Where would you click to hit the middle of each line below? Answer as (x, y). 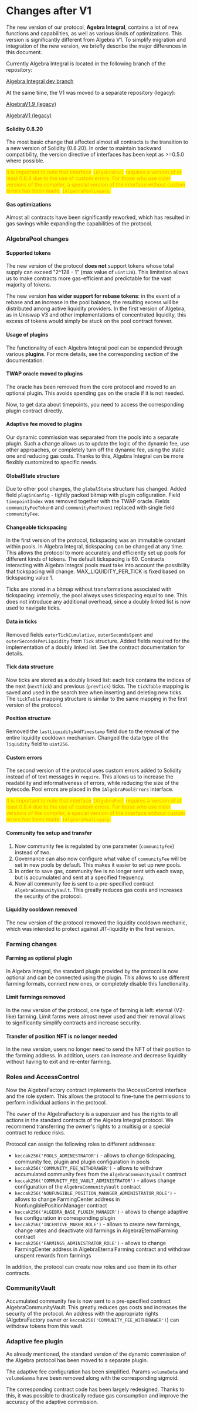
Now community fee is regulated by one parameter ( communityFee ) (94, 846)
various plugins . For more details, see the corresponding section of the (92, 354)
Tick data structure (30, 667)
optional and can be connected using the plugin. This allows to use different (98, 977)
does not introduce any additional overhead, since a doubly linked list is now (98, 602)
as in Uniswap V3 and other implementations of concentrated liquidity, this (96, 315)
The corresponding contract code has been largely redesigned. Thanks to (95, 1389)
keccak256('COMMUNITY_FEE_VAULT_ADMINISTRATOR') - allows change (95, 1180)
